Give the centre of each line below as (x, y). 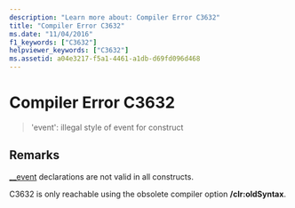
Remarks (35, 155)
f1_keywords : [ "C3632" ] (53, 42)
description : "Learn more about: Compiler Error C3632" (115, 17)
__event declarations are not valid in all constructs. (101, 176)
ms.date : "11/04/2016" (51, 34)
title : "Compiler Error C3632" (67, 26)
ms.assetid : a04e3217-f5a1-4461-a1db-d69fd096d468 (105, 59)
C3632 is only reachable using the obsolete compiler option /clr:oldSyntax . (148, 194)
